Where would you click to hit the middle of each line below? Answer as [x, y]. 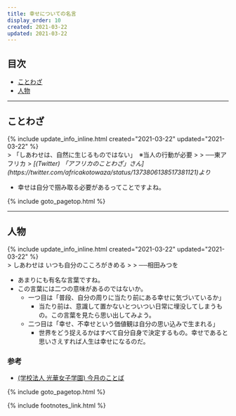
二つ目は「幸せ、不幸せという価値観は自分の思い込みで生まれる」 [123, 323]
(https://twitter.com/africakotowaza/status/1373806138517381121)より [109, 172]
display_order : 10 [34, 20]
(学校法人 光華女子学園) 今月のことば [71, 377]
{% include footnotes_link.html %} [57, 405]
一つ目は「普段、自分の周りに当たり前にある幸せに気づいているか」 [126, 297]
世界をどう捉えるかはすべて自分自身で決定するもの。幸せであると [133, 332]
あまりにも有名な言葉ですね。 [60, 280]
